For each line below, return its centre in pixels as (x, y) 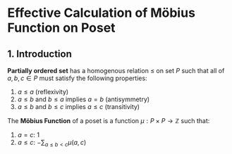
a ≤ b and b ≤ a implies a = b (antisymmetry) (84, 99)
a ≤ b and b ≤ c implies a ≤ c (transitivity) (78, 107)
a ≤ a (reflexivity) (43, 92)
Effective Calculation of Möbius (102, 13)
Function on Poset (61, 28)
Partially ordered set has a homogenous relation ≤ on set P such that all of (116, 71)
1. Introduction (39, 54)
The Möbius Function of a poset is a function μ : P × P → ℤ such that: (109, 121)
